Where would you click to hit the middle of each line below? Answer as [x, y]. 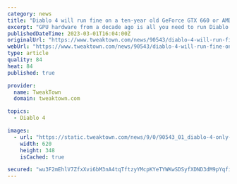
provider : [22, 85]
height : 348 [37, 150]
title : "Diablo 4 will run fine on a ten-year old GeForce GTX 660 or [113, 20]
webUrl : [19, 47]
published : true [31, 73]
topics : [19, 111]
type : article [28, 54]
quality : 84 [25, 60]
